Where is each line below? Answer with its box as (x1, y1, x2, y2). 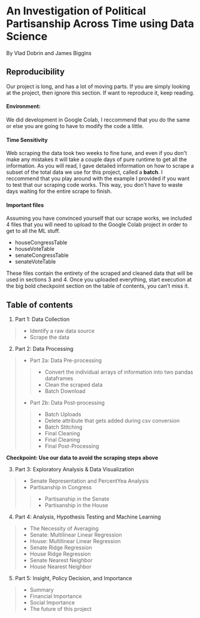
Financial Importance (29, 593, 82, 600)
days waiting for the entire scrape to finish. (6, 187, 112, 195)
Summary (29, 586, 54, 593)
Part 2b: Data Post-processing (29, 399, 105, 407)
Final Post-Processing (44, 443, 99, 450)
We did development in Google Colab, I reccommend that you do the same (6, 116, 190, 123)
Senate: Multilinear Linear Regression (29, 531, 122, 538)
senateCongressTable (14, 252, 69, 259)
